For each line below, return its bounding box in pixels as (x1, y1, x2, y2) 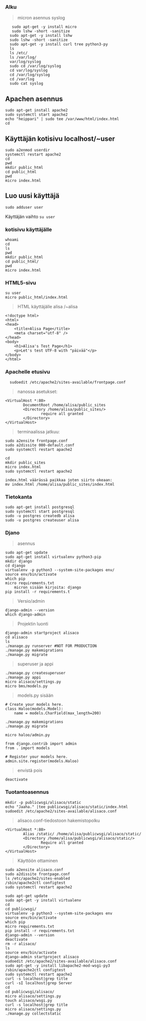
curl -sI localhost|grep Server (5, 980, 72, 986)
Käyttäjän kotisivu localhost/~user (5, 134, 116, 143)
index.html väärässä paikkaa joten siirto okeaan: (5, 477, 113, 483)
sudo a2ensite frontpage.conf (5, 438, 68, 443)
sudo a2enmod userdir (5, 147, 50, 152)
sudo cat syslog (9, 81, 43, 86)
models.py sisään (17, 692, 54, 698)
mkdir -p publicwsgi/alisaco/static (5, 800, 81, 805)
